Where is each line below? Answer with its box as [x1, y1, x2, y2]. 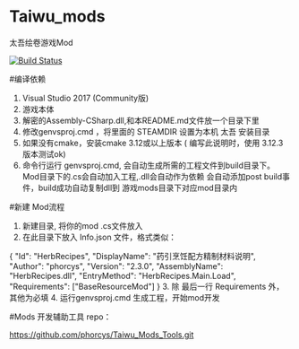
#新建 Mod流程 [9, 201, 65, 212]
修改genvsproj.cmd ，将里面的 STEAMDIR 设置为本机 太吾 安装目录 [21, 126, 270, 136]
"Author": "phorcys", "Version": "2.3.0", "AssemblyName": [9, 260, 224, 271]
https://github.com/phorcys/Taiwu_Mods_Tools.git [9, 329, 194, 340]
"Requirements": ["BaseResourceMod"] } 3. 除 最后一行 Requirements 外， [9, 281, 285, 292]
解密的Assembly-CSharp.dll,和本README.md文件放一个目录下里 [21, 115, 260, 126]
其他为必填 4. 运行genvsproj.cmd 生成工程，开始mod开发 [9, 292, 220, 302]
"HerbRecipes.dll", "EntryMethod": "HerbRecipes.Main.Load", [9, 270, 236, 281]
